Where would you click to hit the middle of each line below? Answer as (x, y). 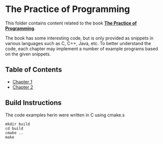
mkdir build (17, 124)
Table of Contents (34, 70)
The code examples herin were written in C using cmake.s (65, 115)
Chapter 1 (22, 81)
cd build (14, 128)
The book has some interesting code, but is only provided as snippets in (79, 38)
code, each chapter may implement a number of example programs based (82, 48)
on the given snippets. (28, 54)
